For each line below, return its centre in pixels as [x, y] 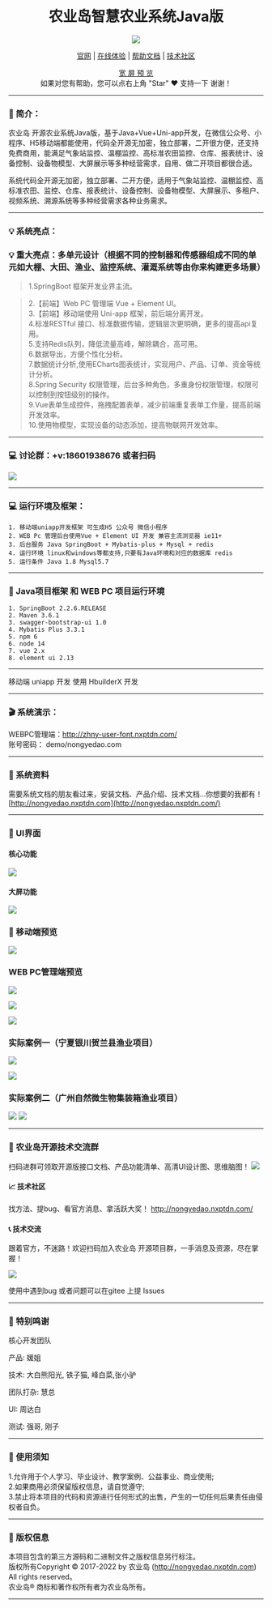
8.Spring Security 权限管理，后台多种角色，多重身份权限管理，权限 [140, 385]
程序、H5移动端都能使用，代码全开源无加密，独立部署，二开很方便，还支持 [134, 143]
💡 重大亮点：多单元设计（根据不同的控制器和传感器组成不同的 [128, 255]
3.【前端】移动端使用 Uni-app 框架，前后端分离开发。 [118, 313]
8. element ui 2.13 [41, 658]
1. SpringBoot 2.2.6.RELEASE [57, 608]
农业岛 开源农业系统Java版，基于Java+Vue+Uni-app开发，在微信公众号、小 [135, 133]
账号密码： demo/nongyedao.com [65, 744]
